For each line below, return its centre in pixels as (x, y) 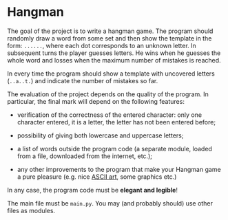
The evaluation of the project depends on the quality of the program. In (108, 94)
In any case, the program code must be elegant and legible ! (92, 190)
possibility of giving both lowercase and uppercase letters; (100, 135)
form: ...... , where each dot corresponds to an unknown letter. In (102, 45)
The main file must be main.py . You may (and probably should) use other (110, 203)
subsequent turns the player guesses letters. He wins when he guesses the (114, 53)
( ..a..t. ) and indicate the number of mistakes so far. (83, 80)
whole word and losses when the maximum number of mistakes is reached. (114, 60)
